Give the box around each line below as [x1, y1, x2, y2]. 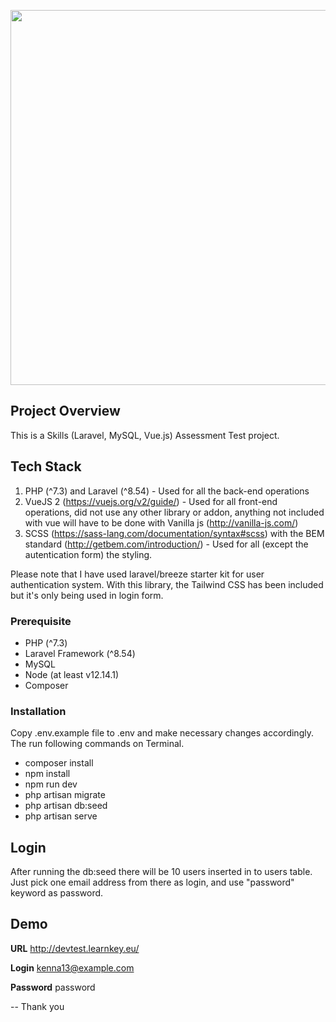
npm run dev [24, 778, 78, 790]
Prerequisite [10, 614, 72, 628]
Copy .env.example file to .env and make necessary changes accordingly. [10, 727, 314, 739]
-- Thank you [10, 1000, 65, 1012]
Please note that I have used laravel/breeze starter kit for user [10, 568, 265, 580]
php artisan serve [24, 810, 98, 822]
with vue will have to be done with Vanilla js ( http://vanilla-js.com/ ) [24, 516, 299, 529]
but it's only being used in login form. [10, 589, 164, 601]
